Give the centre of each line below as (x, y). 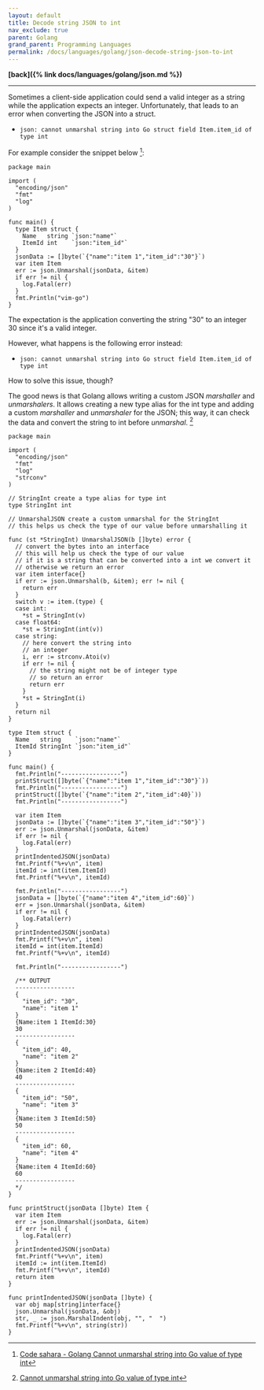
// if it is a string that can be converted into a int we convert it (133, 561)
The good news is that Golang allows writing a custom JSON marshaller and (132, 395)
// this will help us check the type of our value (100, 554)
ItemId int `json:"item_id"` (75, 243)
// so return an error (66, 678)
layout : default (35, 15)
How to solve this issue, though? (61, 380)
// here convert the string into (77, 643)
